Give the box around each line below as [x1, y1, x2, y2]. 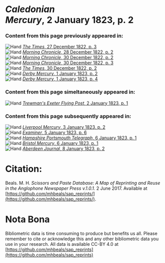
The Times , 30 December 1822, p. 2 [22, 65, 97, 71]
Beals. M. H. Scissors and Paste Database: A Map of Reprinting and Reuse [5, 180, 160, 186]
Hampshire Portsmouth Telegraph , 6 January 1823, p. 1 [22, 135, 137, 141]
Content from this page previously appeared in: [5, 32, 123, 39]
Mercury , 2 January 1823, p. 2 [5, 14, 134, 26]
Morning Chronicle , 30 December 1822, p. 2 [22, 55, 114, 61]
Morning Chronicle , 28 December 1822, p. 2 [22, 49, 114, 55]
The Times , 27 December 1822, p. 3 [22, 44, 97, 50]
